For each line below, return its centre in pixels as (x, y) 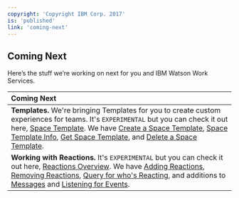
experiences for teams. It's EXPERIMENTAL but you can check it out (119, 120)
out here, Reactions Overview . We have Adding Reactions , (108, 167)
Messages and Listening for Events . (70, 184)
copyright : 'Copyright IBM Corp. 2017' (67, 14)
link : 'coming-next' (38, 27)
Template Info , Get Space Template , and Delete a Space (104, 137)
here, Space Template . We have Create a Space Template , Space (119, 128)
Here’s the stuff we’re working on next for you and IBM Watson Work (108, 73)
